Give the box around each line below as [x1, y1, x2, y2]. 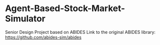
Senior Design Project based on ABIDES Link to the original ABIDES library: [5, 29, 156, 35]
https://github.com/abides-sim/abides [5, 34, 82, 40]
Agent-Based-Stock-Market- [5, 3, 125, 14]
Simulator [5, 13, 46, 24]
